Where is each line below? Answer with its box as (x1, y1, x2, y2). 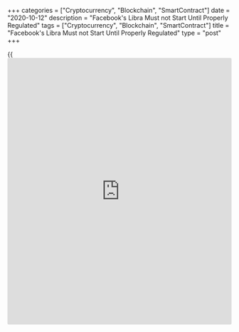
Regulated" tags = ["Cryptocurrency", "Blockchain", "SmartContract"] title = (7, 21, 230, 29)
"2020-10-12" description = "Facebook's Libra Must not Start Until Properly (7, 14, 229, 22)
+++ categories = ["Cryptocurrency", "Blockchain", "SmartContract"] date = (7, 6, 230, 14)
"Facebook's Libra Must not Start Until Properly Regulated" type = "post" (7, 28, 222, 37)
